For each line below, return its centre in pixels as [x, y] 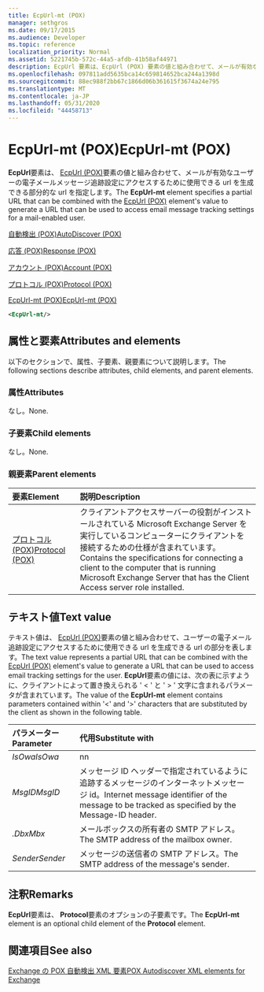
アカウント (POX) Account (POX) [60, 267]
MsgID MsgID [36, 793]
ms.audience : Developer [47, 37]
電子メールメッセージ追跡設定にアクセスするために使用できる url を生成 [137, 182]
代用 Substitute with [117, 738]
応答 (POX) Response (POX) [52, 251]
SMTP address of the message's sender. [155, 864]
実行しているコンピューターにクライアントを [162, 535]
